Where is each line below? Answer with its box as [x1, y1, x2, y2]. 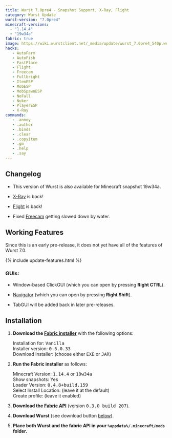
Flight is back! [12, 203, 42, 210]
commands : [5, 112, 27, 118]
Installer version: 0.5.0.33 [12, 345, 71, 352]
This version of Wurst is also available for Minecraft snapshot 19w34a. [12, 183, 161, 189]
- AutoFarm [12, 50, 36, 55]
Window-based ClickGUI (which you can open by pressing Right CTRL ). [12, 281, 165, 288]
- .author [12, 122, 33, 127]
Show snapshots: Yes [12, 376, 58, 383]
